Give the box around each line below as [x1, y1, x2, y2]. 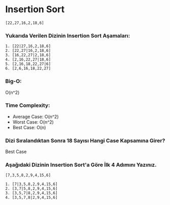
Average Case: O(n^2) [12, 113, 59, 120]
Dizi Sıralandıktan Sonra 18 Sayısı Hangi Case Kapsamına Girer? [5, 137, 165, 144]
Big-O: [5, 78, 22, 85]
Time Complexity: [5, 102, 50, 109]
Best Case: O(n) [12, 124, 46, 130]
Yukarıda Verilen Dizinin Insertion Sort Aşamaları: [5, 32, 130, 39]
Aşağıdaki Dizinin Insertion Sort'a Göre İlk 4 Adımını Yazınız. [5, 161, 157, 168]
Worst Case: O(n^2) [12, 119, 54, 125]
